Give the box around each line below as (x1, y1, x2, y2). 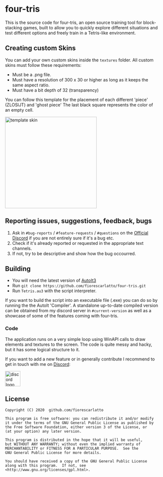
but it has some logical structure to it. (5, 346, 80, 352)
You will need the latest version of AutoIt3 (12, 278, 97, 283)
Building (5, 264, 31, 273)
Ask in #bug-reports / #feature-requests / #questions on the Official (12, 230, 149, 236)
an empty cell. (5, 107, 34, 113)
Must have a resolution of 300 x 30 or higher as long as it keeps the (12, 77, 149, 82)
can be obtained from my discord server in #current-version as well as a (5, 308, 152, 314)
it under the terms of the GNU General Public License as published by (5, 420, 154, 425)
